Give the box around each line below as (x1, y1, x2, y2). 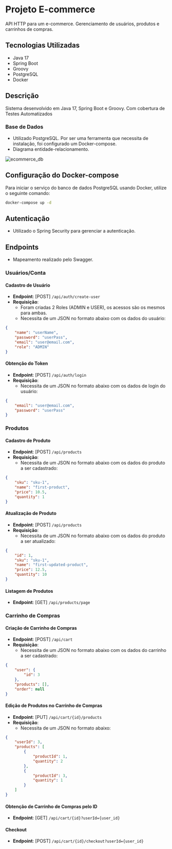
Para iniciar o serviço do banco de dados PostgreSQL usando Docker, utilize (5, 184, 167, 191)
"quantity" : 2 (32, 758, 63, 764)
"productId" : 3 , (32, 773, 68, 778)
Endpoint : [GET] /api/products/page (12, 599, 90, 606)
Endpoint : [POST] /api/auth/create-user (12, 293, 100, 299)
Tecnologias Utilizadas (5, 41, 80, 50)
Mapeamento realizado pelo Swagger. (12, 256, 93, 263)
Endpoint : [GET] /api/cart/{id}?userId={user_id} (12, 815, 120, 821)
